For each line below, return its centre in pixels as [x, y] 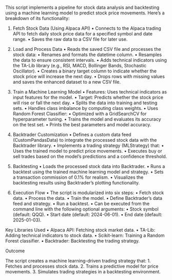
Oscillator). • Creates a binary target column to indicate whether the [84, 71]
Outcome [15, 251]
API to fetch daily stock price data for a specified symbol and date [83, 34]
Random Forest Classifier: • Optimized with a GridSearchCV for [80, 114]
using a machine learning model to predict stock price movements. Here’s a [85, 13]
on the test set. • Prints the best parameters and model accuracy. [82, 125]
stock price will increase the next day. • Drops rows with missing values [89, 76]
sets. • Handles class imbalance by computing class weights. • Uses [85, 108]
